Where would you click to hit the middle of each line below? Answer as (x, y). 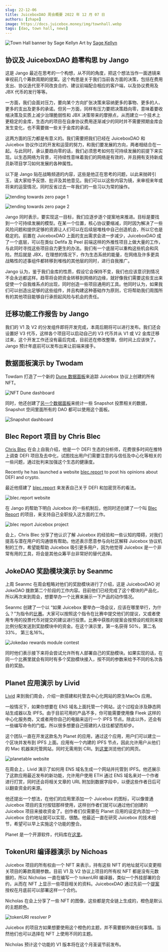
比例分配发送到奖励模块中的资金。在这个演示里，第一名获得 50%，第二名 (81, 626)
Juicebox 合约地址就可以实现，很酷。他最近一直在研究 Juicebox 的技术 (78, 818)
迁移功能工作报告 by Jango (47, 314)
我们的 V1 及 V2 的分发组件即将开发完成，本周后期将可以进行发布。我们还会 (83, 327)
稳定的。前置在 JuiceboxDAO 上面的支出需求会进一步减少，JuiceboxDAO (80, 235)
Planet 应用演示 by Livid (42, 683)
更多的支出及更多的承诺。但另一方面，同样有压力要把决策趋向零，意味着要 (82, 109)
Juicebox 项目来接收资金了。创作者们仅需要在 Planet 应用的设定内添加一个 (82, 811)
